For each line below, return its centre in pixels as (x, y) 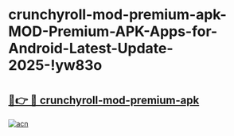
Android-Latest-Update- (91, 49)
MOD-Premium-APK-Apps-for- (113, 31)
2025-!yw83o (55, 66)
